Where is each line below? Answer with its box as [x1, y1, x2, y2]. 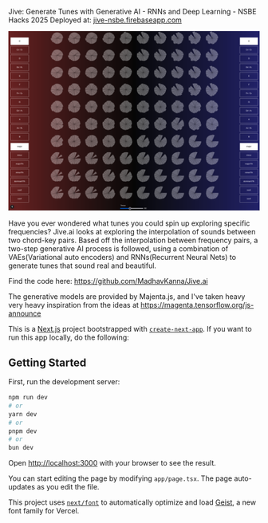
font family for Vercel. [8, 506, 80, 516]
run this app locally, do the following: [8, 332, 129, 342]
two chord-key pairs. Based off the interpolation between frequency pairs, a [8, 235, 258, 246]
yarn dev [8, 410, 37, 418]
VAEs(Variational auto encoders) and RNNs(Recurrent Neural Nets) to [8, 253, 237, 262]
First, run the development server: [8, 377, 120, 387]
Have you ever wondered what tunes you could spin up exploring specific [8, 218, 250, 228]
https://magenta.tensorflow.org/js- [140, 301, 254, 310]
